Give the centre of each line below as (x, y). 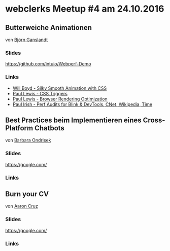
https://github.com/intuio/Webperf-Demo (48, 64)
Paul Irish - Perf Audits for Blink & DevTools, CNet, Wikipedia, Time (82, 104)
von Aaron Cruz (22, 206)
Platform (19, 128)
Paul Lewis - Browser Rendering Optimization (60, 99)
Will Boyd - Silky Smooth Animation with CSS (60, 88)
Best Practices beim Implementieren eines (74, 120)
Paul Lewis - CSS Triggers (40, 93)
